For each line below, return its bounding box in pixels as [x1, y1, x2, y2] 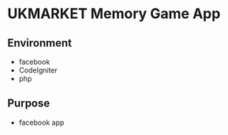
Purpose [7, 96, 50, 111]
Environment [7, 36, 73, 50]
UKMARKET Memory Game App [7, 5, 221, 23]
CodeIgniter [18, 66, 58, 75]
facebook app [18, 118, 65, 127]
